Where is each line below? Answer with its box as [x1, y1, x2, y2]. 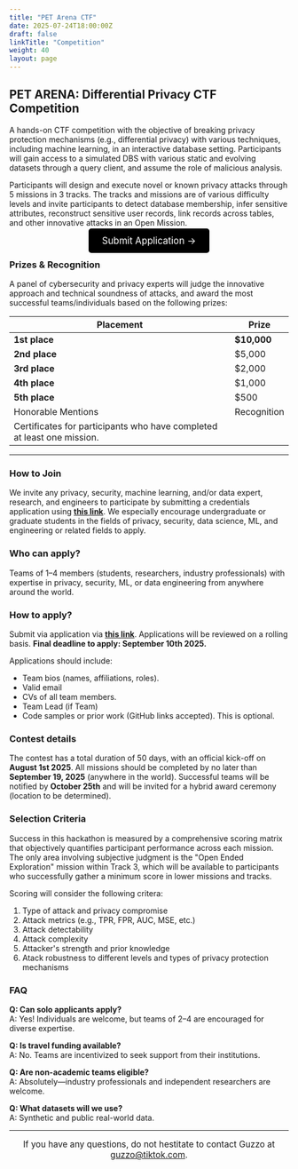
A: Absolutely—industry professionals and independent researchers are [9, 1076, 271, 1086]
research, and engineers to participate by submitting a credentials [9, 497, 250, 507]
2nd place [13, 348, 58, 361]
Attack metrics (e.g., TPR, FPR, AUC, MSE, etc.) [21, 914, 196, 925]
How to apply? [9, 608, 73, 621]
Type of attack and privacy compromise [21, 905, 169, 916]
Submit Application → [101, 235, 197, 247]
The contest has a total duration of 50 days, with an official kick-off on [9, 752, 266, 764]
